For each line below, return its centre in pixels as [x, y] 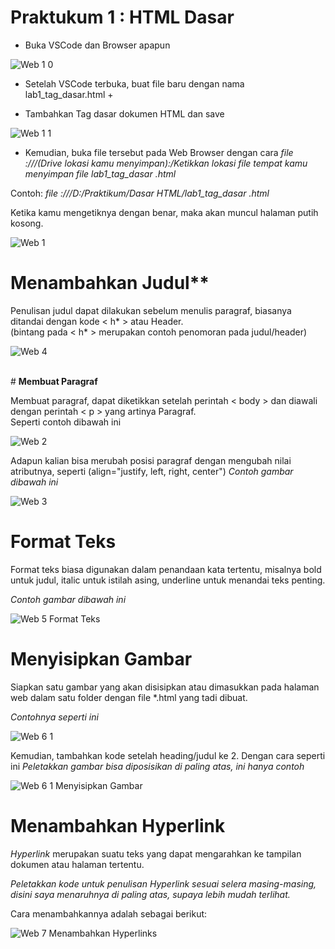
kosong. [27, 223]
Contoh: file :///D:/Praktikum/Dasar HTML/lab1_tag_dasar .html [140, 193]
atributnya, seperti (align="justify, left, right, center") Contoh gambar [152, 471]
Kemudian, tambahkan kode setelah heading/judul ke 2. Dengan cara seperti [168, 755]
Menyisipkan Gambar [101, 659]
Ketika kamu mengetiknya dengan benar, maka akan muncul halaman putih [164, 212]
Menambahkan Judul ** [110, 283]
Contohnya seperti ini [54, 717]
